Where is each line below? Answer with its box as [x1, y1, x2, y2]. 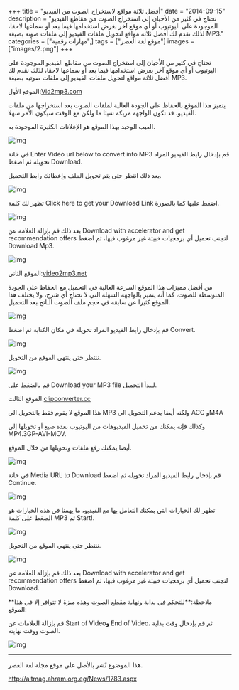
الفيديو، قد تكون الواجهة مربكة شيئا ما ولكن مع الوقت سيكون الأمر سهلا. [8, 109, 197, 117]
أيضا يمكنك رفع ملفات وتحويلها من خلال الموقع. [8, 443, 132, 452]
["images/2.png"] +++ [8, 45, 73, 53]
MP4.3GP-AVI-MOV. [8, 430, 67, 437]
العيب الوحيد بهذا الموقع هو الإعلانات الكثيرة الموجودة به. [8, 122, 155, 131]
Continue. [8, 479, 37, 487]
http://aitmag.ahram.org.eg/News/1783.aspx [8, 674, 138, 683]
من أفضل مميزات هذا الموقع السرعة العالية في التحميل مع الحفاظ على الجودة [8, 283, 213, 291]
